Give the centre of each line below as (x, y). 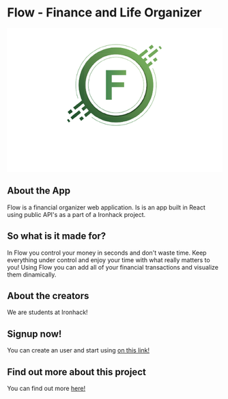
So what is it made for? (57, 236)
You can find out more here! (46, 388)
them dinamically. (32, 274)
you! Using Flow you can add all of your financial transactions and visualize (113, 267)
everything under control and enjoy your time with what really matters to (109, 260)
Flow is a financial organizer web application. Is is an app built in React (106, 207)
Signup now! (34, 334)
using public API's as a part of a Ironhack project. (76, 214)
